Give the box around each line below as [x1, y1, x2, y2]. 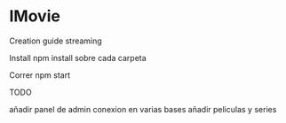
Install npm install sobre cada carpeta [9, 52, 147, 63]
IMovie [9, 6, 60, 27]
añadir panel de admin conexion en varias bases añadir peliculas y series [9, 104, 277, 114]
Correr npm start [9, 69, 71, 81]
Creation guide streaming [9, 35, 102, 46]
